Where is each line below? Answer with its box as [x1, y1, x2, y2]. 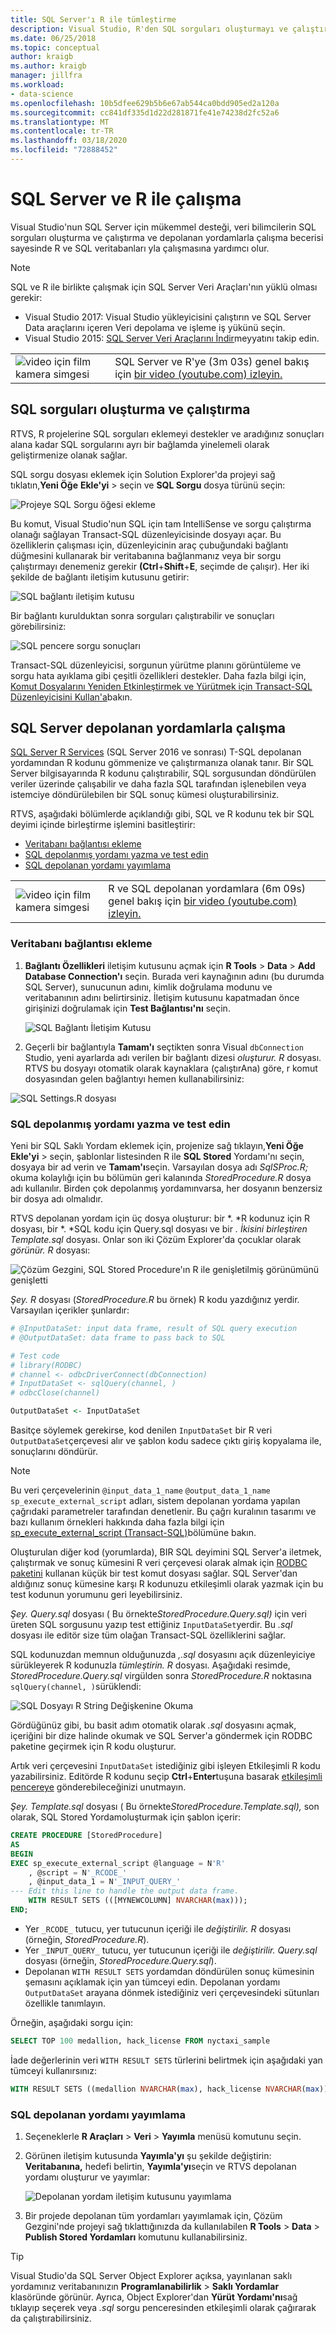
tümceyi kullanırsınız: [10, 2064, 97, 2076]
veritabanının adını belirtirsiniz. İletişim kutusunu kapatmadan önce [24, 991, 300, 1003]
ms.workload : [10, 80, 65, 90]
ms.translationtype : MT [10, 117, 110, 127]
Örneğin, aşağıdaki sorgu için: [10, 2016, 134, 2028]
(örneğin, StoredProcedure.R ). [24, 1933, 150, 1945]
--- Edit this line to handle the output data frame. [10, 1886, 240, 1896]
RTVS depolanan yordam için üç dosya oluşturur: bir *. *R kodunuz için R [10, 1212, 310, 1225]
